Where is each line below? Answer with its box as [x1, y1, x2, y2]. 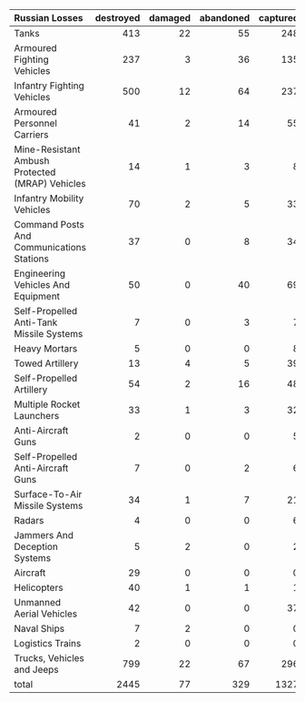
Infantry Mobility [14, 192, 84, 204]
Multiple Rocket [14, 398, 81, 411]
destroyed [94, 12, 141, 24]
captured [258, 12, 300, 24]
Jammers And [14, 529, 74, 541]
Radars [14, 514, 44, 526]
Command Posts [14, 219, 84, 230]
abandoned [199, 12, 251, 24]
